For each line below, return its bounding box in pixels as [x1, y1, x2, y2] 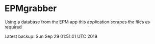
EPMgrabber [4, 3, 57, 14]
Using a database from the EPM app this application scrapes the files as [4, 19, 150, 25]
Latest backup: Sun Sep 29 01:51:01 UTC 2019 [4, 33, 98, 39]
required [4, 24, 22, 29]
